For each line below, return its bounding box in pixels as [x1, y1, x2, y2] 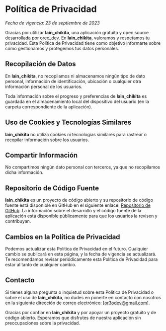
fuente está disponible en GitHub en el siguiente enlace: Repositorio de [5, 202, 151, 208]
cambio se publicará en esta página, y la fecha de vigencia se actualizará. [5, 251, 157, 257]
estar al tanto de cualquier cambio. [5, 262, 77, 267]
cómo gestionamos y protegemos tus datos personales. [5, 45, 119, 51]
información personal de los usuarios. [5, 83, 83, 89]
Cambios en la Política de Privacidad [5, 233, 120, 241]
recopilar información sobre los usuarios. [5, 137, 89, 143]
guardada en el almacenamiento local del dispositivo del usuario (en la [5, 98, 149, 104]
